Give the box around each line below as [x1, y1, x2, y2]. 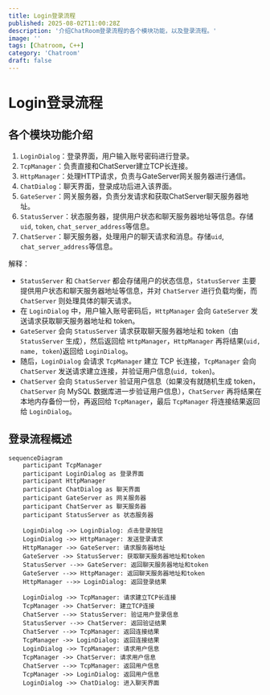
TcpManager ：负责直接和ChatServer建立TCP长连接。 [19, 161, 193, 171]
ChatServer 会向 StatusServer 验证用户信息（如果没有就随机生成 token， [19, 376, 260, 386]
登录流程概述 [8, 432, 72, 446]
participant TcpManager [22, 461, 103, 469]
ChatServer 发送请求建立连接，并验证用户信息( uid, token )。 [19, 366, 219, 376]
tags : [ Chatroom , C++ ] [8, 42, 84, 50]
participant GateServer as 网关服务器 [22, 494, 147, 502]
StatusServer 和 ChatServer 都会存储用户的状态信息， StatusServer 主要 [19, 275, 256, 286]
